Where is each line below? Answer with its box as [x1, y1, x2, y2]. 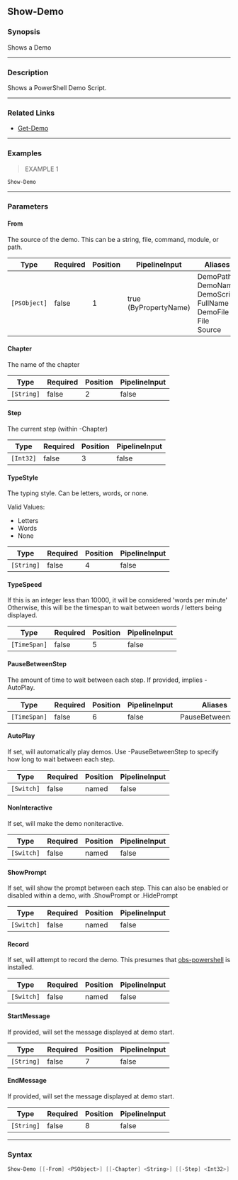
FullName [197, 298, 229, 308]
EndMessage [7, 1076, 47, 1085]
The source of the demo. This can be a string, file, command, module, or [7, 235, 220, 243]
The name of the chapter [7, 360, 80, 368]
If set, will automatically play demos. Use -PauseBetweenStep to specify [7, 747, 219, 756]
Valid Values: [7, 503, 45, 512]
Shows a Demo [7, 43, 52, 52]
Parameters [7, 202, 48, 211]
